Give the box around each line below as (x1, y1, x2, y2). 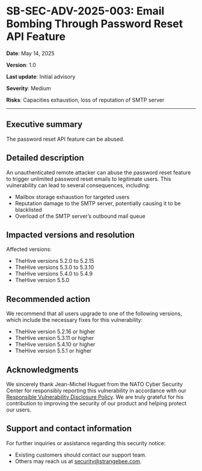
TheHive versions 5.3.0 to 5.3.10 (14, 263, 94, 271)
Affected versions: (6, 245, 52, 253)
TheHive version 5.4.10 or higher (14, 341, 96, 348)
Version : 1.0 (6, 61, 36, 69)
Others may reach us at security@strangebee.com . (14, 457, 142, 464)
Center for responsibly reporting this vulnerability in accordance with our (6, 387, 187, 394)
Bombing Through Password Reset (6, 17, 183, 31)
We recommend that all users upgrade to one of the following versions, (6, 310, 182, 317)
